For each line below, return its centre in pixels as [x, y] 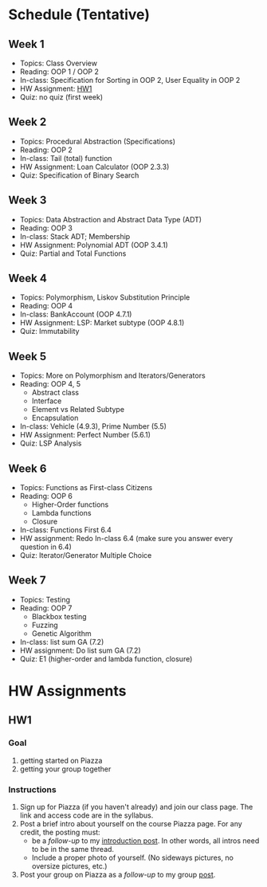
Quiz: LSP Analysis [51, 443]
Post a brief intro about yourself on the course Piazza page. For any [131, 824]
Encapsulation [55, 418]
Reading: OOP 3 [46, 228]
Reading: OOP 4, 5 [50, 384]
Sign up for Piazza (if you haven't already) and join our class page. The [136, 807]
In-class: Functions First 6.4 [65, 530]
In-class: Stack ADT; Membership [75, 236]
